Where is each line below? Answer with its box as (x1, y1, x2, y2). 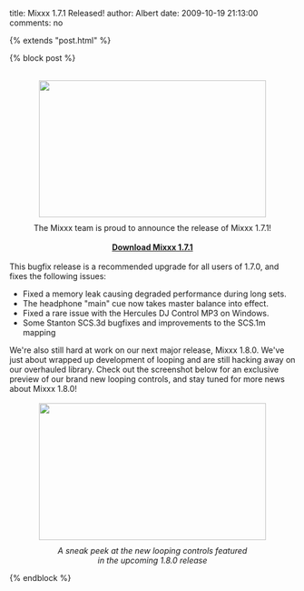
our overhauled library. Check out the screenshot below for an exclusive (9, 364, 279, 375)
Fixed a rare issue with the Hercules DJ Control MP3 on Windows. (22, 308, 270, 318)
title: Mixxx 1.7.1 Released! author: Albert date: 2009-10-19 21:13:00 (9, 8, 259, 18)
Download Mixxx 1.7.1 (112, 242, 193, 253)
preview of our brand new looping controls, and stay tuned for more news (9, 374, 286, 385)
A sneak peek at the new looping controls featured (57, 546, 248, 556)
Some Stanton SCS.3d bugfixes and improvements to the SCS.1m (22, 317, 266, 328)
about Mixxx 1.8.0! (9, 384, 77, 394)
